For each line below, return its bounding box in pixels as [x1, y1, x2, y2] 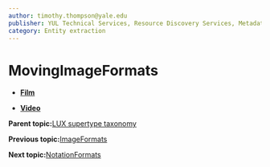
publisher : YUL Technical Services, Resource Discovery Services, [8, 19, 235, 27]
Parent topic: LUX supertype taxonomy [8, 119, 137, 128]
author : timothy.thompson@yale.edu [8, 11, 128, 20]
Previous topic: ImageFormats [8, 134, 108, 145]
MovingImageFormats [8, 61, 159, 79]
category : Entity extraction [8, 26, 106, 35]
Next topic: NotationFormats [8, 150, 102, 160]
